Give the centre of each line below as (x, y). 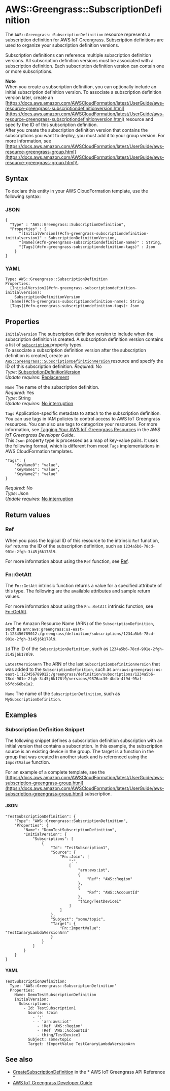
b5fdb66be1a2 (19, 684)
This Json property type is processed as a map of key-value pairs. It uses (82, 440)
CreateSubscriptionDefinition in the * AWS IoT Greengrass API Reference (89, 1072)
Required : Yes (20, 393)
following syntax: (23, 196)
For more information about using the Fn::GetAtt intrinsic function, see (79, 606)
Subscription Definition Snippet (45, 730)
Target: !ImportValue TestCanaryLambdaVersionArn (81, 1044)
